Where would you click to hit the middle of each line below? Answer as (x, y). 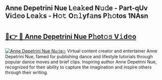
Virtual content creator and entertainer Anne (112, 51)
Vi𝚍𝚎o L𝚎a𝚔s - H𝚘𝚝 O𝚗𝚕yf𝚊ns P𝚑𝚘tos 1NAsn (77, 16)
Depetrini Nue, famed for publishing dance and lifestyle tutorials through (79, 56)
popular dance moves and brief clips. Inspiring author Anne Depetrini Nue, (81, 62)
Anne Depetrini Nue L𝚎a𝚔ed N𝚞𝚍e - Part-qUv (77, 8)
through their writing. (27, 72)
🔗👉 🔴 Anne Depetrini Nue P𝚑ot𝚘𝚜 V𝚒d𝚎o (71, 37)
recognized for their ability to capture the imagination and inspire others (79, 67)
